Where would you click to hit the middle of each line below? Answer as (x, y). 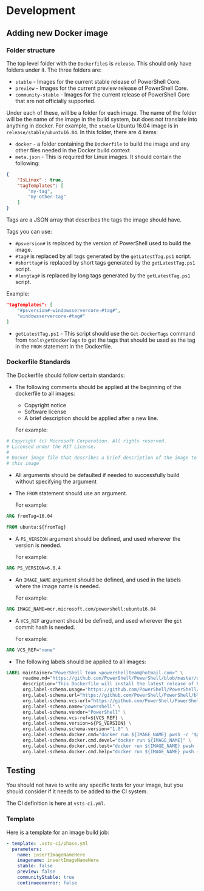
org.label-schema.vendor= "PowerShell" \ (74, 712)
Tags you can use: (29, 232)
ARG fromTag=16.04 (29, 517)
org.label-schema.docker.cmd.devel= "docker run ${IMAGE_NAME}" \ (107, 740)
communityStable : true (46, 878)
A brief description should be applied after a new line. (91, 418)
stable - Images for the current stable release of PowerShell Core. (98, 81)
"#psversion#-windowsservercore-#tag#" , (69, 310)
